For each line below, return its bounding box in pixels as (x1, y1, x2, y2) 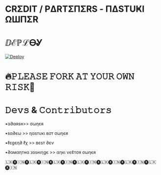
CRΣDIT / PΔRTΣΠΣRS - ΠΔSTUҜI (5, 3, 145, 15)
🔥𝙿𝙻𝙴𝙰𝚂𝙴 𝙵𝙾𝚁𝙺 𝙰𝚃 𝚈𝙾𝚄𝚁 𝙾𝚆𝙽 (5, 71, 135, 82)
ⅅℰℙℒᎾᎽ (5, 37, 43, 49)
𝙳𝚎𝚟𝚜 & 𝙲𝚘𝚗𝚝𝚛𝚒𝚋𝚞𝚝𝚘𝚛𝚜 (5, 104, 112, 116)
